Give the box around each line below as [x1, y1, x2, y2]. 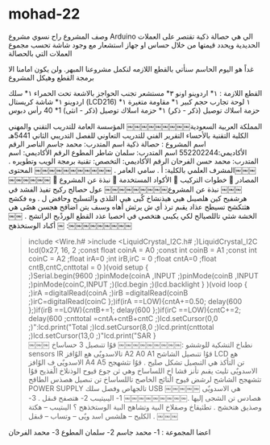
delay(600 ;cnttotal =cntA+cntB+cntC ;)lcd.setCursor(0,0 [27, 313, 218, 323]
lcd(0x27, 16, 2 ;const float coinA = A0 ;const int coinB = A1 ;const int [27, 245, 258, 254]
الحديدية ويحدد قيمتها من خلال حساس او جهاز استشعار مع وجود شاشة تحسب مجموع [8, 39, 260, 49]
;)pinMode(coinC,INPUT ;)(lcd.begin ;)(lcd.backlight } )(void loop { [27, 279, 247, 289]
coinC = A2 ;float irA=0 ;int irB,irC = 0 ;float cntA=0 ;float [27, 253, 217, 263]
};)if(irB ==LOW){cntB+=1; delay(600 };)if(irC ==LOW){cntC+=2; [27, 305, 242, 315]
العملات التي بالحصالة [8, 48, 73, 58]
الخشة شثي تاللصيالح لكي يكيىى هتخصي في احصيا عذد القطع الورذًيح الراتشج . [23, 211, 258, 220]
